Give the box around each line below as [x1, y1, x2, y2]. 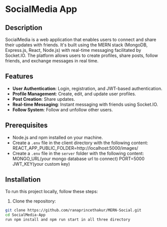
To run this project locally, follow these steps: [5, 189, 98, 195]
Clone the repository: [12, 198, 56, 204]
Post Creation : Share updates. [12, 96, 75, 102]
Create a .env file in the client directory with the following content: [12, 140, 149, 146]
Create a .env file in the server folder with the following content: [12, 150, 144, 156]
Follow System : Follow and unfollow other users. [12, 106, 113, 113]
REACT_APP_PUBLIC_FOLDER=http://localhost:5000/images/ [12, 145, 139, 151]
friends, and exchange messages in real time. [5, 58, 99, 63]
